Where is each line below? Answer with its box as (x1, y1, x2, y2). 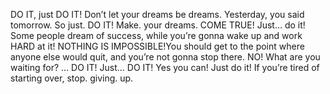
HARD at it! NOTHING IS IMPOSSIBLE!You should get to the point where (10, 40, 305, 52)
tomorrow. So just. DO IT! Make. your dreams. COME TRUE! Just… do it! (10, 19, 306, 31)
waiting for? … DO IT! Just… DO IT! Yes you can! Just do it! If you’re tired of (10, 62, 320, 73)
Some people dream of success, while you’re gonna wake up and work (10, 30, 303, 41)
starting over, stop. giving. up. (10, 72, 134, 84)
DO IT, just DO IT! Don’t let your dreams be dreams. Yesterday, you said (10, 9, 305, 20)
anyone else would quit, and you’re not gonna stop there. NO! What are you (10, 51, 321, 63)
